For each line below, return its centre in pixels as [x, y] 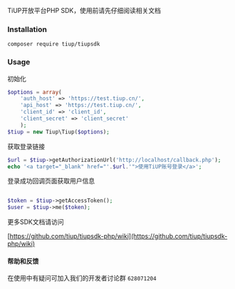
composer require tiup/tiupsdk [54, 44]
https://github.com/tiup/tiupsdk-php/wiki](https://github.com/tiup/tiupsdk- [119, 236]
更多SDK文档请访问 [36, 222]
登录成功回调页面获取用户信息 [51, 181]
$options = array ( [35, 92]
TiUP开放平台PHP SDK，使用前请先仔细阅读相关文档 [84, 10]
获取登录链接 [26, 146]
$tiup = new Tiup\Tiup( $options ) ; [59, 132]
